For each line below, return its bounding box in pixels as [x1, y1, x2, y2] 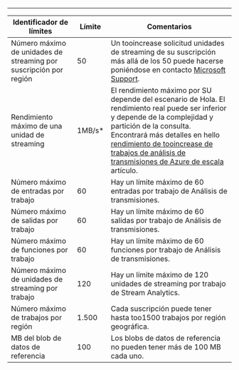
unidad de [11, 130, 45, 140]
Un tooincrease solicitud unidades [110, 38, 225, 48]
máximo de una [11, 121, 63, 130]
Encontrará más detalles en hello [110, 130, 221, 140]
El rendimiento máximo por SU [110, 86, 212, 95]
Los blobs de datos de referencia [110, 333, 221, 343]
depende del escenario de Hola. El [110, 94, 225, 104]
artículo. [110, 165, 139, 175]
